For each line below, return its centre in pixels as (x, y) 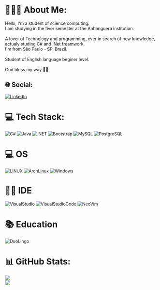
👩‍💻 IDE (19, 190)
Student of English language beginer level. (47, 59)
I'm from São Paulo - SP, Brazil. (36, 49)
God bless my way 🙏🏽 (27, 69)
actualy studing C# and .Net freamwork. (45, 44)
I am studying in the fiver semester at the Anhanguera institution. (70, 28)
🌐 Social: (19, 85)
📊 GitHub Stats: (38, 261)
